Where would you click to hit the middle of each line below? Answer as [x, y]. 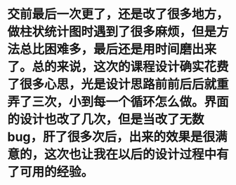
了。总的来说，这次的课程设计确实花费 [118, 67]
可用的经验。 [57, 172]
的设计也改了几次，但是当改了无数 [106, 119]
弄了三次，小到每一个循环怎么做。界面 [118, 102]
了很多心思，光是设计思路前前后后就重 [118, 84]
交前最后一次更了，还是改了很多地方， [118, 14]
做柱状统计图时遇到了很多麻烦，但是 [112, 32]
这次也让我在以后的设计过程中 [131, 155]
